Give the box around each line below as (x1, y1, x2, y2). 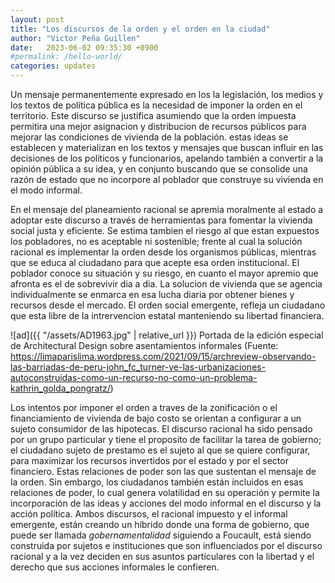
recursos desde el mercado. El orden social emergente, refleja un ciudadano (10, 299, 326, 311)
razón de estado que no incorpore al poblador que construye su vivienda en (10, 174, 324, 185)
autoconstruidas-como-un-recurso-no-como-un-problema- (10, 372, 258, 383)
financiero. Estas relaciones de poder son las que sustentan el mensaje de (10, 466, 317, 477)
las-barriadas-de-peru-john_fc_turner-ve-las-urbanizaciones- (10, 361, 267, 373)
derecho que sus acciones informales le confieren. (10, 561, 220, 573)
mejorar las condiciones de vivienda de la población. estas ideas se (10, 131, 289, 143)
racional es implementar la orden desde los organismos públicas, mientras (10, 246, 317, 258)
